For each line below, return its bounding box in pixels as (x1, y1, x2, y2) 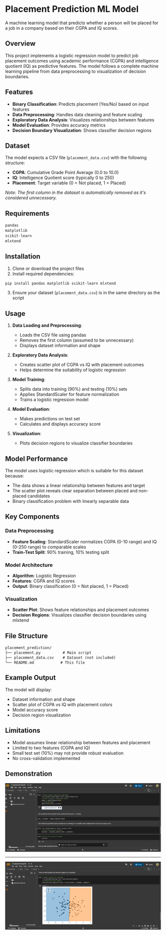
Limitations (5, 726, 41, 735)
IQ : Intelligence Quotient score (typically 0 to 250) (12, 175, 115, 181)
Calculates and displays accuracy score (19, 421, 101, 427)
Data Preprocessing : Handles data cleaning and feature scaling (12, 111, 142, 117)
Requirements (5, 209, 49, 218)
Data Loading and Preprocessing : (12, 322, 83, 328)
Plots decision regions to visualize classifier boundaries (19, 440, 133, 446)
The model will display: (5, 686, 52, 693)
